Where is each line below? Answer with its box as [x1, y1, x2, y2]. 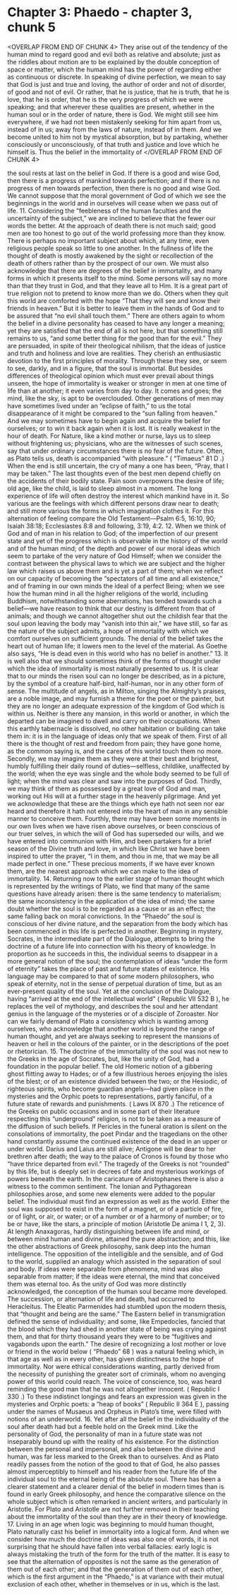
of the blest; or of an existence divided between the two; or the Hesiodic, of [7, 1077, 228, 1085]
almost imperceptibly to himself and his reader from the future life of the [7, 1467, 217, 1476]
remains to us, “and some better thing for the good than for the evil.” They [7, 333, 222, 343]
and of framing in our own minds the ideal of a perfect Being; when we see [7, 581, 225, 590]
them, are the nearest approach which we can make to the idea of [7, 867, 199, 875]
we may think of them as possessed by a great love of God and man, [7, 784, 207, 793]
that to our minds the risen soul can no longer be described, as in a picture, [7, 672, 226, 680]
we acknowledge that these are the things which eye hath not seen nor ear [7, 799, 224, 807]
